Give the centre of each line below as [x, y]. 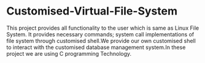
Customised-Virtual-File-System [92, 11]
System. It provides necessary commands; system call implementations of [100, 34]
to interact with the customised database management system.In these [96, 47]
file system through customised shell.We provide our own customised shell [101, 41]
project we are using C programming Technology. [69, 53]
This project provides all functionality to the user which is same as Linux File [103, 28]
